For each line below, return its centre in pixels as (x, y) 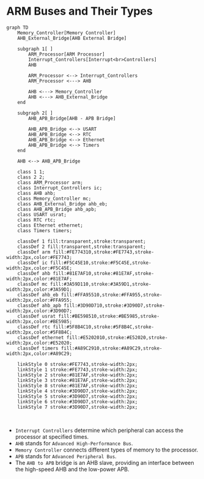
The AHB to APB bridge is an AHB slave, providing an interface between (104, 463)
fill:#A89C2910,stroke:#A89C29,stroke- (112, 348)
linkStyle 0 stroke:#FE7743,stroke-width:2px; (78, 364)
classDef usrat (37, 316)
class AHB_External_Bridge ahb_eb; (63, 204)
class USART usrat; (42, 214)
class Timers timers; (45, 230)
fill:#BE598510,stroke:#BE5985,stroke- (109, 316)
